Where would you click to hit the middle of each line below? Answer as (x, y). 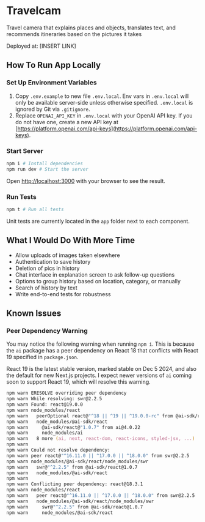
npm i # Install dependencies (45, 163)
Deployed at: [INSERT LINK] (41, 46)
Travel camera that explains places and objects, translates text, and (91, 28)
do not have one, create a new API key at (67, 122)
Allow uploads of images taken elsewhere (67, 255)
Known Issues (34, 314)
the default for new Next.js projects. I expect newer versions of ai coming (99, 375)
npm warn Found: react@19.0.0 (45, 405)
